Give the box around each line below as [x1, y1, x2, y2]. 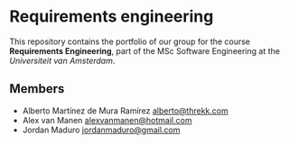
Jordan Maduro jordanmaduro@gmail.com [22, 124, 181, 135]
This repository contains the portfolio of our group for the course [9, 36, 251, 47]
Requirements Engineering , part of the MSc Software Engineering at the [9, 45, 280, 56]
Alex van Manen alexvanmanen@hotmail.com [22, 114, 192, 125]
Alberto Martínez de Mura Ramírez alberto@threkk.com [22, 105, 228, 116]
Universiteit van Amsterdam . [9, 55, 116, 66]
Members [9, 81, 65, 96]
